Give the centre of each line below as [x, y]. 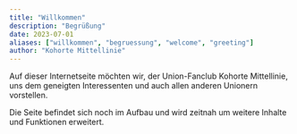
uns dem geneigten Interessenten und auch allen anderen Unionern [134, 86]
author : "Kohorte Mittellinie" [68, 51]
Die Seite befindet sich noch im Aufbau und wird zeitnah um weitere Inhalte [148, 113]
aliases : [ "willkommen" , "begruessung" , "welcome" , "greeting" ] [132, 42]
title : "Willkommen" [48, 17]
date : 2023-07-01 [42, 34]
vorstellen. [29, 96]
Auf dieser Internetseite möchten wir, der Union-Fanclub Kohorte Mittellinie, [148, 76]
